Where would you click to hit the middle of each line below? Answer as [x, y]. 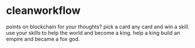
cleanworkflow [43, 11]
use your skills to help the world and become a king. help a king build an [93, 32]
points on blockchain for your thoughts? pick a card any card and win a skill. [98, 27]
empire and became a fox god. [43, 39]
